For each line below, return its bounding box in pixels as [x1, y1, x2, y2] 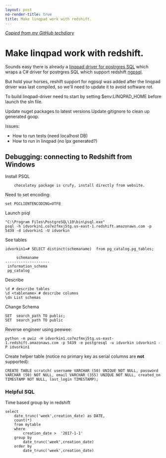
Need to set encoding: [5, 192, 51, 198]
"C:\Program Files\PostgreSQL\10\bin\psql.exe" [5, 220, 106, 225]
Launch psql [5, 210, 31, 216]
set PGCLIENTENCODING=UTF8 [5, 201, 61, 206]
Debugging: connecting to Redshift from [5, 152, 132, 161]
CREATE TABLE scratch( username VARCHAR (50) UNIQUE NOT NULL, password [5, 368, 159, 373]
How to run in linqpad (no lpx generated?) [12, 138, 98, 144]
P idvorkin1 [5, 345, 30, 350]
